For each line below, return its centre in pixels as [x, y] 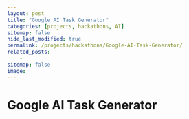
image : [16, 71]
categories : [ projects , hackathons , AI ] [66, 26]
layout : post [26, 13]
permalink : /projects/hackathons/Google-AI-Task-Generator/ [95, 45]
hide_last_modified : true [44, 39]
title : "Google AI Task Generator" [58, 20]
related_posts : [29, 52]
